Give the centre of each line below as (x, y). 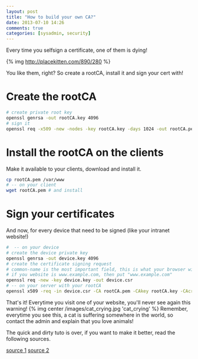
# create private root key (39, 112)
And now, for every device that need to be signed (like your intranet (88, 231)
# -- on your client (32, 185)
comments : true (25, 28)
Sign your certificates (60, 214)
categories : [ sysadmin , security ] (49, 34)
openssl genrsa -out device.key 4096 (52, 258)
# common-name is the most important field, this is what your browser (96, 269)
